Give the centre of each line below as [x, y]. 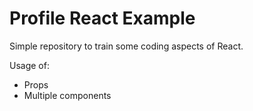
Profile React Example [102, 18]
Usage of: [29, 65]
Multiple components [67, 95]
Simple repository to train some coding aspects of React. [126, 46]
